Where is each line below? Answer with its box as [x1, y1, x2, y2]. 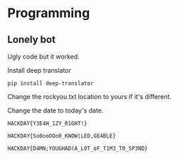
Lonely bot [7, 34, 56, 46]
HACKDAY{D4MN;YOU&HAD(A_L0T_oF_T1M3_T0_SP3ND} [7, 145, 148, 152]
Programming [7, 5, 90, 21]
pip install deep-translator [7, 80, 94, 87]
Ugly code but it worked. [7, 52, 80, 61]
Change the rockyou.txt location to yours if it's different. [7, 93, 172, 101]
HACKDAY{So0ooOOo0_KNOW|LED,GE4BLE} [7, 133, 116, 140]
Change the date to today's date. [7, 106, 104, 115]
